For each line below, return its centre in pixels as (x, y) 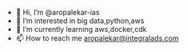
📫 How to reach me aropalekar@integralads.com (97, 38)
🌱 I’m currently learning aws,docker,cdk (81, 29)
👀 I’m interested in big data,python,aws (80, 21)
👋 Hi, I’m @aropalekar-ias (58, 12)
